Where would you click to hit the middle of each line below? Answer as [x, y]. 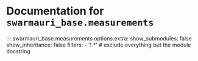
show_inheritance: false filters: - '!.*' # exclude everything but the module [99, 45]
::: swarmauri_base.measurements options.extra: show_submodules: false [99, 38]
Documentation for [55, 11]
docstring [18, 51]
